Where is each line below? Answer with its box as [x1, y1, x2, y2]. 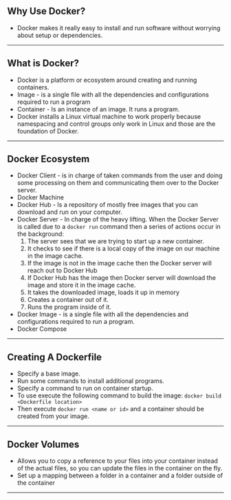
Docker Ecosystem [7, 153, 90, 165]
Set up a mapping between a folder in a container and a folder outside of [16, 471, 223, 480]
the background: [16, 230, 64, 238]
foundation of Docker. [16, 127, 79, 135]
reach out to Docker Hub [27, 266, 98, 274]
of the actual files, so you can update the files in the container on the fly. [16, 464, 223, 472]
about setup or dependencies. [16, 31, 103, 39]
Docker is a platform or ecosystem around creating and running [16, 76, 197, 84]
